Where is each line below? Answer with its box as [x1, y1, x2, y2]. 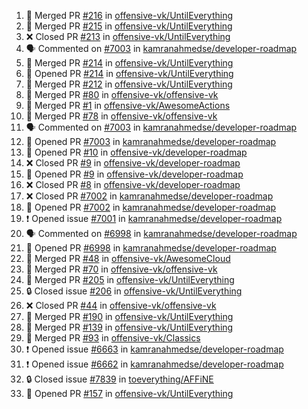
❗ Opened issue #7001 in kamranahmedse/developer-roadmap [25, 213, 283, 224]
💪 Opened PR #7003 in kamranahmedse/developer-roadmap [25, 136, 277, 147]
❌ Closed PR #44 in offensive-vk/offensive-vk [25, 300, 217, 311]
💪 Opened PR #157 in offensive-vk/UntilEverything [25, 388, 234, 399]
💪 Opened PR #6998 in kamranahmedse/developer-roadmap [25, 242, 277, 254]
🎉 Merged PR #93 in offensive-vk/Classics [25, 332, 201, 344]
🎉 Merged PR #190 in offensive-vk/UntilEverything [25, 311, 234, 322]
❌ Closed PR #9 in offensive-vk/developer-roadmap [25, 157, 241, 169]
